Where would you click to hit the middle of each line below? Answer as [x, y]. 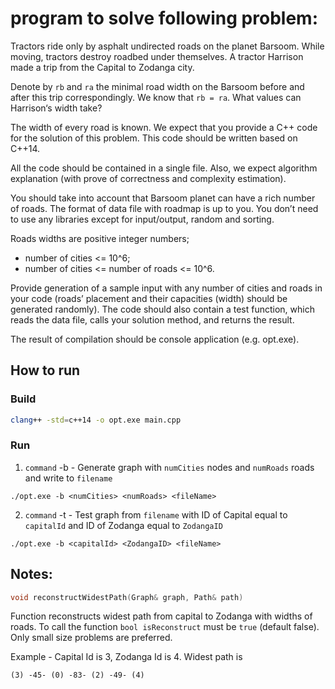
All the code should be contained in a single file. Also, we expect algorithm [164, 168]
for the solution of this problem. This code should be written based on [154, 138]
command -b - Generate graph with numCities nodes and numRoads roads [169, 467]
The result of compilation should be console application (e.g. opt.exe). [155, 339]
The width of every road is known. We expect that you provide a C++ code [164, 127]
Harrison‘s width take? [56, 108]
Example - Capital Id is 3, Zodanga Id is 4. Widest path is [126, 657]
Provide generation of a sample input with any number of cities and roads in [166, 288]
